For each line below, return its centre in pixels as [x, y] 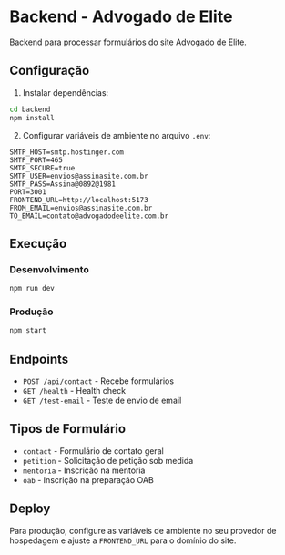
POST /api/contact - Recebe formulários [98, 381]
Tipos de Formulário [67, 429]
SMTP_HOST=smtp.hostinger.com [67, 152]
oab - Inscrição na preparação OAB [88, 479]
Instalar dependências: [66, 92]
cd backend [30, 109]
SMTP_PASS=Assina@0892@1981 [63, 184]
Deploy [30, 509]
